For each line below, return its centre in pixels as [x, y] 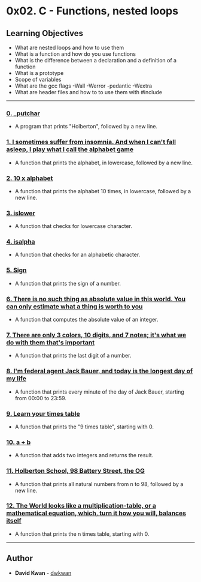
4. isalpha [21, 242]
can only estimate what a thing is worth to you [74, 306]
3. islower [21, 213]
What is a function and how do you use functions [75, 54]
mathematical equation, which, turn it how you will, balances [96, 513]
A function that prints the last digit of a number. [73, 356]
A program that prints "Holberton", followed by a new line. [86, 127]
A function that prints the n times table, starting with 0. [82, 534]
